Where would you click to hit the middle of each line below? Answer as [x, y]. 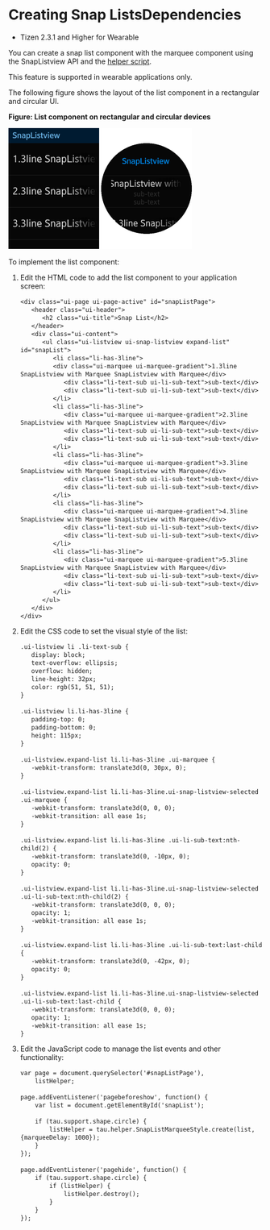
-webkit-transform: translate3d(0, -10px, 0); [111, 856]
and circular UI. [34, 101]
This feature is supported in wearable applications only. [100, 77]
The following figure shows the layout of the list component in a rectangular [134, 92]
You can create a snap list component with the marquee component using [131, 52]
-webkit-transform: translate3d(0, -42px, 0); [111, 961]
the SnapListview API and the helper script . [80, 61]
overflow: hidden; [62, 671]
